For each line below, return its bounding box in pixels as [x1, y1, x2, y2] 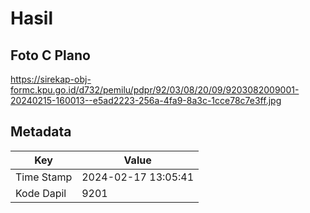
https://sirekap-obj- [10, 73, 92, 85]
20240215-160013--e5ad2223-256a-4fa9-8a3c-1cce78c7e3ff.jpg [10, 95, 282, 106]
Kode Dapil [15, 186, 67, 200]
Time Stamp [15, 170, 73, 184]
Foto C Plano [10, 47, 91, 64]
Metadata [10, 123, 72, 141]
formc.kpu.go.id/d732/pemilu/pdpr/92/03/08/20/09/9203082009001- [10, 84, 300, 96]
